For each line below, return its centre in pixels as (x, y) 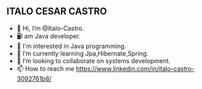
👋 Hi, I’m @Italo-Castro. (50, 28)
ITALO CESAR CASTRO (57, 11)
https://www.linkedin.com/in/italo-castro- (135, 68)
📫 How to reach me (45, 68)
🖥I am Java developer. (48, 36)
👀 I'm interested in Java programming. (71, 46)
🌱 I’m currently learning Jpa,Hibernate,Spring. (83, 53)
